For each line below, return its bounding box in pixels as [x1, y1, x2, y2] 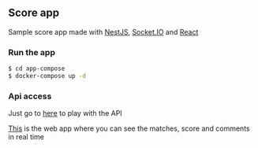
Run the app [8, 46, 55, 57]
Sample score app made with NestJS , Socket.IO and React [8, 27, 199, 36]
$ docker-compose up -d [8, 72, 87, 80]
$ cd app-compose [8, 65, 65, 73]
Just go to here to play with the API [8, 109, 122, 118]
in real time [8, 132, 45, 142]
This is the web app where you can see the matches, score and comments [8, 124, 250, 133]
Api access [8, 91, 52, 102]
